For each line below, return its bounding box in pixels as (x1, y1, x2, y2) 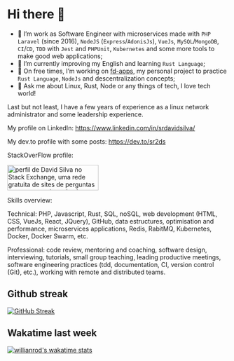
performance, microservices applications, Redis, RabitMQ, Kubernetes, (7, 224, 212, 233)
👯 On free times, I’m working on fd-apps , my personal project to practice (17, 67, 227, 75)
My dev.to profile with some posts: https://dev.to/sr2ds (7, 137, 166, 146)
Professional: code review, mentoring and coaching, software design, (7, 245, 207, 254)
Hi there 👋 (7, 6, 65, 22)
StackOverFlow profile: (7, 151, 74, 159)
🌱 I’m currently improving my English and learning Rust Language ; (17, 59, 205, 67)
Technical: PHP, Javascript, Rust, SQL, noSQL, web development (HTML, (7, 210, 218, 218)
